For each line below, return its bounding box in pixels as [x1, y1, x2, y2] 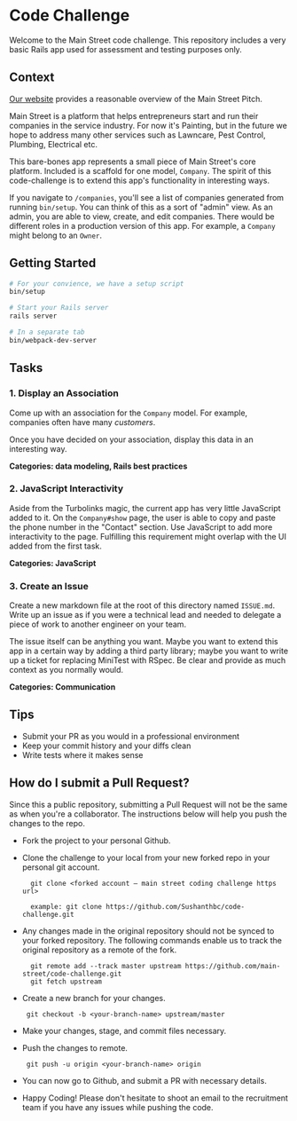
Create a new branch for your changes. [21, 992, 166, 1003]
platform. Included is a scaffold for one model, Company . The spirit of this [9, 165, 272, 176]
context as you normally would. [9, 665, 124, 675]
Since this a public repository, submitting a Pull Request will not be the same [9, 799, 288, 809]
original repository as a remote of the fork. [21, 944, 177, 955]
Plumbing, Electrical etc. [9, 138, 98, 149]
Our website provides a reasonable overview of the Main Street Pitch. [9, 93, 263, 104]
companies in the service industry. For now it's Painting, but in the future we [9, 120, 288, 130]
